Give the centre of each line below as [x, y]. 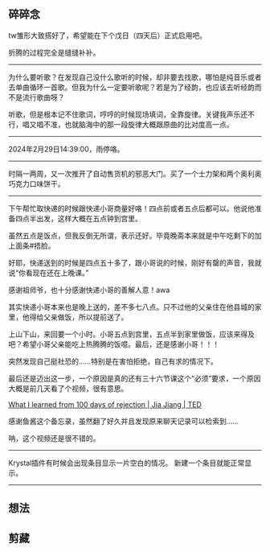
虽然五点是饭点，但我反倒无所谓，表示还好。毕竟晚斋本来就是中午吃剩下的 [131, 235]
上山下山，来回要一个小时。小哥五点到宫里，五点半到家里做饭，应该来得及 [131, 334]
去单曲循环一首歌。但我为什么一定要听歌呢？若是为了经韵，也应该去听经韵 [131, 87]
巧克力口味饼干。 [37, 183]
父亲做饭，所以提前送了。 [86, 317]
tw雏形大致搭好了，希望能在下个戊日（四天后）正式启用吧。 [108, 35]
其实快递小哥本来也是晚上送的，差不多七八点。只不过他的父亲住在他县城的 [131, 307]
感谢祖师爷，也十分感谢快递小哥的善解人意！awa [89, 290]
